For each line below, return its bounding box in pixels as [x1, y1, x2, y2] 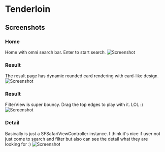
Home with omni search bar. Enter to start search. [5, 49, 106, 55]
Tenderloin [5, 3, 51, 15]
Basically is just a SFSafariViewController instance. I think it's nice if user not [5, 130, 161, 137]
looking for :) [5, 141, 31, 147]
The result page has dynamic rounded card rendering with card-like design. [5, 73, 159, 79]
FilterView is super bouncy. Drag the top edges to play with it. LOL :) [5, 101, 144, 107]
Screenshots [5, 23, 45, 32]
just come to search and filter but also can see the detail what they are [5, 136, 148, 142]
